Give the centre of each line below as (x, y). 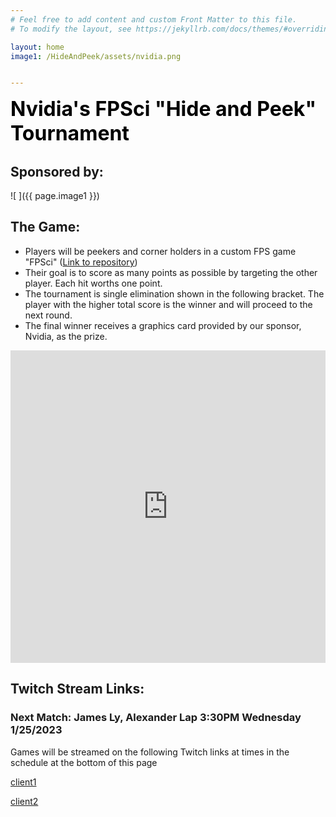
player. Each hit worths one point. (93, 283)
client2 (24, 801)
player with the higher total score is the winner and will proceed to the (168, 304)
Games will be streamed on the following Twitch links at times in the (150, 752)
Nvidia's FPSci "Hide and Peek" (163, 109)
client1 (23, 782)
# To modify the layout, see (71, 29)
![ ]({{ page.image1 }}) (55, 196)
